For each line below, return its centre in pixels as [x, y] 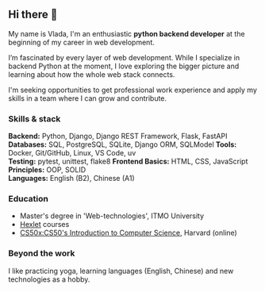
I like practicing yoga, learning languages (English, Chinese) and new [121, 271]
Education [29, 199]
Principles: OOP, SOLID [47, 170]
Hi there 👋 [33, 15]
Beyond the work [42, 253]
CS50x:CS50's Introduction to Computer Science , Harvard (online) [129, 233]
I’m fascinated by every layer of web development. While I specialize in [124, 57]
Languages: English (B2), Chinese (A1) [71, 179]
